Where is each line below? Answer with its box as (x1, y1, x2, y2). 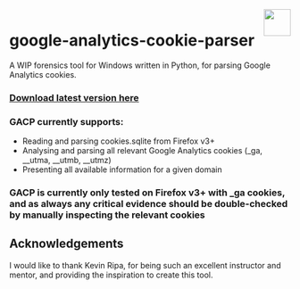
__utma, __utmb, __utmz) (21, 155, 112, 166)
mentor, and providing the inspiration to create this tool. (9, 269, 213, 280)
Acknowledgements (9, 236, 124, 252)
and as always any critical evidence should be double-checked (9, 198, 288, 211)
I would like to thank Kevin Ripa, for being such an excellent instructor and (9, 260, 281, 270)
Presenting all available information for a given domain (21, 164, 223, 175)
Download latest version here (9, 91, 140, 103)
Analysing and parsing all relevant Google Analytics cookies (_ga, (21, 145, 263, 156)
